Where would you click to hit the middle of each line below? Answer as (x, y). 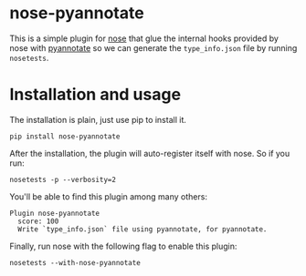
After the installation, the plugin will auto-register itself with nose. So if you (150, 153)
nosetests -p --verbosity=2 (63, 179)
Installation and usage (95, 95)
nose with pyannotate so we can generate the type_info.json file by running (153, 47)
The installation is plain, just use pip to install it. (98, 119)
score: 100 (38, 221)
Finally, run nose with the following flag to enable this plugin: (123, 246)
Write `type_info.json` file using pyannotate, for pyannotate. (142, 229)
